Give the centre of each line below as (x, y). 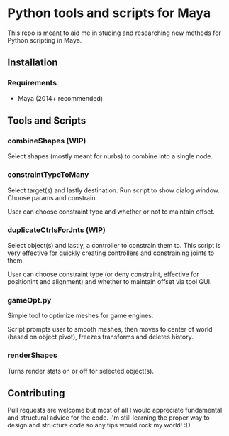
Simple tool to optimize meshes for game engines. (80, 316)
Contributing (36, 393)
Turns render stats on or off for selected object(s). (81, 371)
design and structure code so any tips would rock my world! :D (99, 425)
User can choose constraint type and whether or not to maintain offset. (111, 212)
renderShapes (33, 355)
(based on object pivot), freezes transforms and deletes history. (100, 337)
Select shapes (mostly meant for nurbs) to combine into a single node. (110, 156)
